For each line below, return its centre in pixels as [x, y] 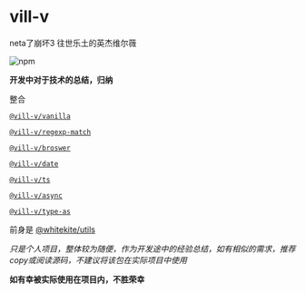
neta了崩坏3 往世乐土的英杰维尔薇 [73, 43]
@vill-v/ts [30, 180]
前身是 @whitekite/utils [52, 230]
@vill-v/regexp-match [50, 132]
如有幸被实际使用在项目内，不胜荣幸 [77, 279]
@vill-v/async [36, 195]
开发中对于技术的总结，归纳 [61, 80]
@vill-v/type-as [40, 211]
